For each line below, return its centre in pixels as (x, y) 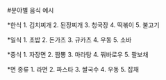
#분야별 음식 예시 (31, 10)
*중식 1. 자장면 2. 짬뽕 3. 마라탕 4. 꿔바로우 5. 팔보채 (78, 55)
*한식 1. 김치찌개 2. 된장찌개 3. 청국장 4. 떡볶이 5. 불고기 (83, 25)
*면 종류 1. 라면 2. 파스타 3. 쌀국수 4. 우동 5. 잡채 (73, 69)
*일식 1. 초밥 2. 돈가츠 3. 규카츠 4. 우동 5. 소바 (69, 40)
